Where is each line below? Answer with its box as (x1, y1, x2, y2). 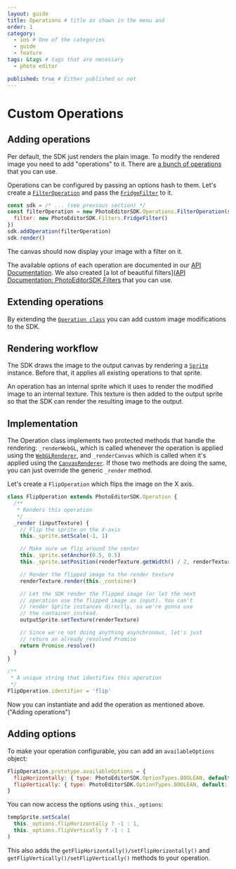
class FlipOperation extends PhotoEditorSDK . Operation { (7, 494, 178, 501)
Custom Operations (7, 105, 124, 122)
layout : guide (7, 10, 49, 18)
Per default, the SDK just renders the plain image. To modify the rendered (7, 152, 220, 160)
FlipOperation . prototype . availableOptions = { (7, 768, 146, 775)
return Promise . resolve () (20, 642, 96, 649)
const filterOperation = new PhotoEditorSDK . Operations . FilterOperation (7, 208, 225, 215)
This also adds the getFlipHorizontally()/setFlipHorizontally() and (7, 846, 210, 854)
